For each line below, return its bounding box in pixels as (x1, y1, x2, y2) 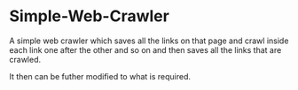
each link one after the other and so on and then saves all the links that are (9, 44, 282, 55)
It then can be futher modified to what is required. (9, 71, 191, 81)
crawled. (9, 54, 42, 64)
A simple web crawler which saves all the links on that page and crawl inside (9, 35, 289, 46)
